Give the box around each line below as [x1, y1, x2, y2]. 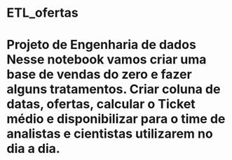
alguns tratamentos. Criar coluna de [6, 82, 221, 97]
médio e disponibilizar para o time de [6, 111, 226, 127]
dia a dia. [6, 141, 60, 157]
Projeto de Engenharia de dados [6, 37, 197, 53]
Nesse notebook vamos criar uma [6, 52, 207, 68]
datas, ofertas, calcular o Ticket [6, 96, 196, 112]
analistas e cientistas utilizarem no [6, 126, 213, 142]
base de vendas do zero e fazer [6, 66, 192, 82]
